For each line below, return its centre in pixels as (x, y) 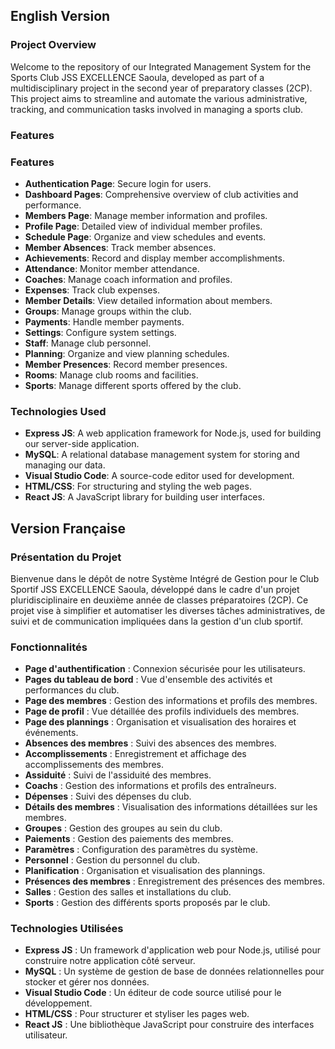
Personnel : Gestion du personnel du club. (112, 860)
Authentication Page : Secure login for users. (118, 183)
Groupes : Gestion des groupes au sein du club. (123, 828)
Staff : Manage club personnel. (88, 343)
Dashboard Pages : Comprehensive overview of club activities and (161, 194)
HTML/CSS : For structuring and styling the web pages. (138, 486)
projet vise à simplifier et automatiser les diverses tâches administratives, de (168, 610)
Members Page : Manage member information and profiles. (146, 215)
